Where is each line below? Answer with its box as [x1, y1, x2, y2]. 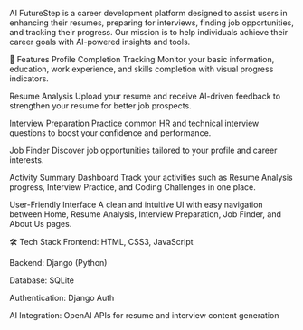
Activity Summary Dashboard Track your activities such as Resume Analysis [9, 172, 294, 183]
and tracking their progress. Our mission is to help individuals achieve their [9, 27, 288, 37]
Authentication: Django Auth [9, 293, 115, 303]
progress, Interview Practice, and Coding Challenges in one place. [9, 182, 256, 193]
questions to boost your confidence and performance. [9, 127, 212, 138]
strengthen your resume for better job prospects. [9, 100, 192, 111]
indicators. [9, 73, 50, 84]
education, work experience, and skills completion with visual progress [9, 63, 274, 74]
